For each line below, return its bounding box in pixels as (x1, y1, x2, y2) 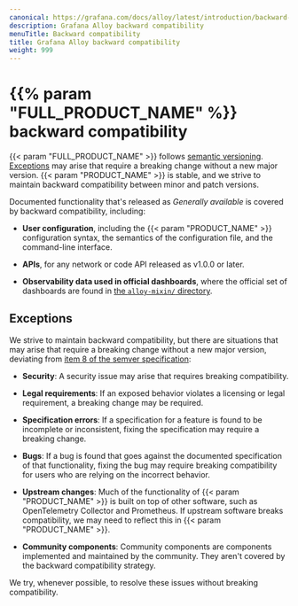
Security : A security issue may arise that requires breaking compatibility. (21, 370, 289, 381)
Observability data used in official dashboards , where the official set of (21, 276, 288, 287)
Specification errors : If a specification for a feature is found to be (21, 414, 263, 425)
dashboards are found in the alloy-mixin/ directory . (21, 285, 213, 297)
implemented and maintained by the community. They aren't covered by (21, 550, 286, 561)
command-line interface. (21, 242, 113, 252)
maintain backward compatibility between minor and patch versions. (9, 179, 260, 190)
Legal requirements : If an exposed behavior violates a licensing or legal (21, 387, 286, 399)
